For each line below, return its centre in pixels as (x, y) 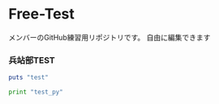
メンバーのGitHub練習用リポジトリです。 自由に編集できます (109, 37)
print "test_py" (36, 92)
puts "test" (28, 77)
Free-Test (42, 14)
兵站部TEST (32, 60)
